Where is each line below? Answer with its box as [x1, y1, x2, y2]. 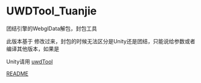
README [6, 70, 29, 77]
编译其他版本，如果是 [6, 45, 59, 52]
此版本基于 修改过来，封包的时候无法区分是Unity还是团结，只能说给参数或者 [6, 37, 196, 45]
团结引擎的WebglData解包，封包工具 [6, 25, 98, 32]
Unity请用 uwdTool [6, 58, 53, 65]
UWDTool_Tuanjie [6, 4, 97, 18]
